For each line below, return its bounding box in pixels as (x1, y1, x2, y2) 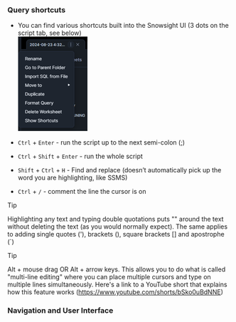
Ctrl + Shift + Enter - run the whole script (17, 152, 144, 161)
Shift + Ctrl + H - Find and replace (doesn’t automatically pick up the (17, 166, 222, 175)
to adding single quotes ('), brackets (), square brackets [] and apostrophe (7, 230, 225, 239)
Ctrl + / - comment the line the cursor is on (17, 187, 146, 196)
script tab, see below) (17, 28, 82, 37)
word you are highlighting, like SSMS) (17, 173, 128, 182)
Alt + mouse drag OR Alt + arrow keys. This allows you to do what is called (7, 265, 226, 274)
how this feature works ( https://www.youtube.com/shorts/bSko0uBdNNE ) (7, 288, 224, 296)
